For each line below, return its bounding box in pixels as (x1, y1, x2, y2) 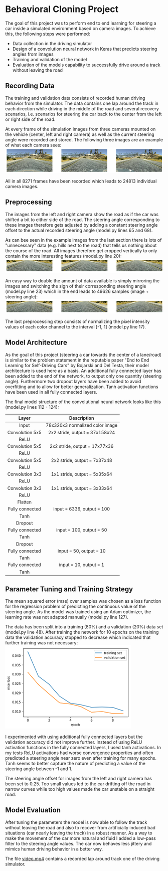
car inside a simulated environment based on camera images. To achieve (5, 25, 156, 31)
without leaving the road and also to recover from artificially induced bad (5, 824, 155, 830)
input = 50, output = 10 (57, 548, 106, 554)
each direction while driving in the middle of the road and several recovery (5, 105, 159, 111)
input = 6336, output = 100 (53, 506, 110, 512)
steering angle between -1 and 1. (5, 766, 73, 772)
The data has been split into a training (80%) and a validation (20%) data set (5, 623, 163, 630)
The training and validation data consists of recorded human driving (5, 95, 145, 101)
